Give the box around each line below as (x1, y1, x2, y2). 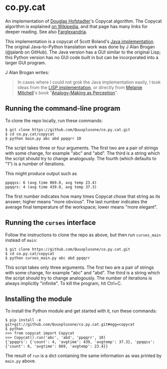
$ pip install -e (5, 317, 41, 323)
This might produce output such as (5, 170, 77, 176)
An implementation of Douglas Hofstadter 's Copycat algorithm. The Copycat (5, 18, 162, 24)
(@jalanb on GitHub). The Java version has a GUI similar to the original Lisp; (5, 49, 161, 55)
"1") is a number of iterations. (5, 161, 65, 167)
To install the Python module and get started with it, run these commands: (5, 308, 157, 314)
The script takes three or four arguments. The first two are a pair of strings (5, 145, 159, 151)
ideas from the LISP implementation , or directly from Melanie (17, 84, 143, 90)
